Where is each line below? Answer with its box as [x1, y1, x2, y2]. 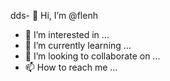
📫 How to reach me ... [24, 61, 118, 73]
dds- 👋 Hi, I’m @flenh [10, 10, 98, 21]
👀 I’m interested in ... [24, 29, 110, 40]
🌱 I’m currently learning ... [24, 40, 132, 51]
